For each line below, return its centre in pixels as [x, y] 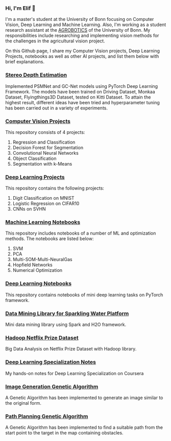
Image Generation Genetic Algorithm [52, 386]
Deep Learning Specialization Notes [51, 362]
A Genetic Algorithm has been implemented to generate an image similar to [84, 398]
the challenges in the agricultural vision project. [55, 41]
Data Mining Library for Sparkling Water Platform [67, 313]
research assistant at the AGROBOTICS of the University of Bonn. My [78, 30]
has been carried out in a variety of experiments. [57, 108]
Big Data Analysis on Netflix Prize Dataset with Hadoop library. [71, 349]
